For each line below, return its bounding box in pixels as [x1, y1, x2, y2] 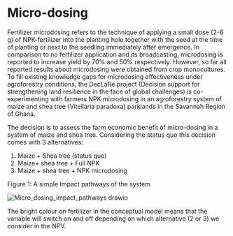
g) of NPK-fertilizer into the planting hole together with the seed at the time [7, 35, 223, 43]
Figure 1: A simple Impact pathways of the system [7, 179, 150, 188]
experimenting [7, 94, 49, 103]
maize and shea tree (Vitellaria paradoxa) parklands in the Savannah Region [7, 102, 226, 110]
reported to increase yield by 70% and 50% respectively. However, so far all [7, 57, 227, 66]
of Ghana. [7, 110, 36, 118]
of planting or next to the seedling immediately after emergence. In [7, 43, 200, 51]
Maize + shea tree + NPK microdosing [17, 166, 127, 175]
